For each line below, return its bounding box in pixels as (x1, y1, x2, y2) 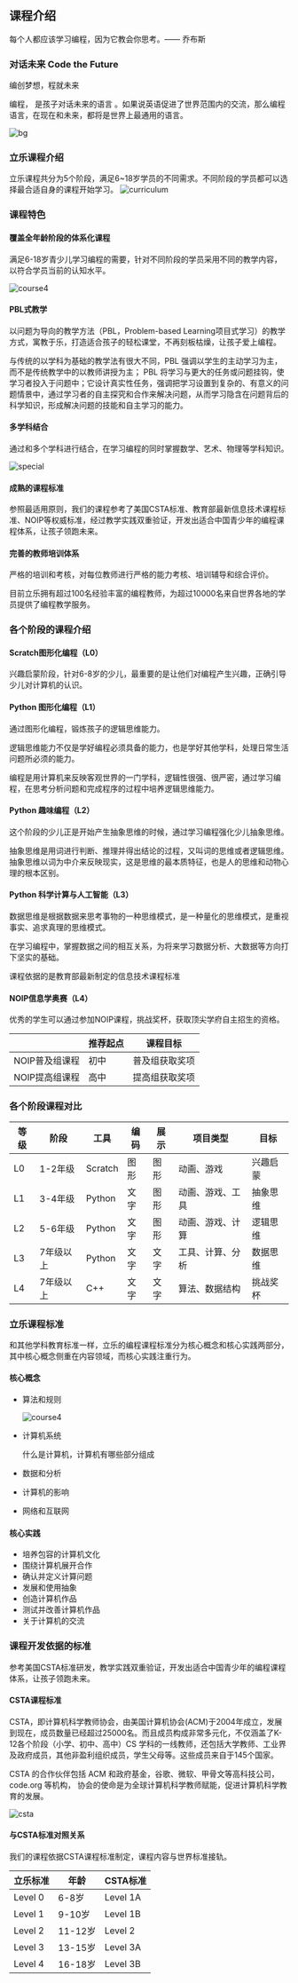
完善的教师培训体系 (9, 548, 80, 558)
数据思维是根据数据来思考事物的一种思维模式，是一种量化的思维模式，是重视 (9, 911, 289, 921)
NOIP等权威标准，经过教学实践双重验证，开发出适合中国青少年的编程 (24, 515, 277, 525)
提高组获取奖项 (132, 1071, 195, 1084)
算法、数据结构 (177, 1282, 241, 1294)
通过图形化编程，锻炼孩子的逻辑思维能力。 (9, 723, 165, 734)
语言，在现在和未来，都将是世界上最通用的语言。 (9, 110, 188, 121)
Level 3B (104, 1957, 141, 1970)
